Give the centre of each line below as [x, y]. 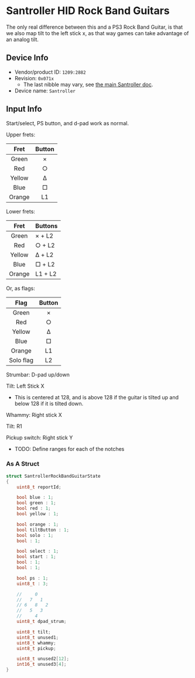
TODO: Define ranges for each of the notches [69, 448]
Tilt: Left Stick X [25, 386]
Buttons [46, 225]
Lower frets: [20, 211]
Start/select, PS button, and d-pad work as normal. [67, 123]
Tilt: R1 [14, 426]
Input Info [24, 109]
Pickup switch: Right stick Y [40, 437]
